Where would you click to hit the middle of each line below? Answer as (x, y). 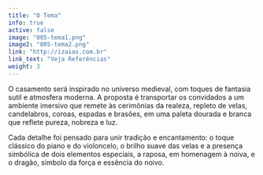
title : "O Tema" (35, 15)
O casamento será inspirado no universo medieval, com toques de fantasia (130, 89)
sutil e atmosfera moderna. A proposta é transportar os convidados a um (126, 97)
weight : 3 (24, 67)
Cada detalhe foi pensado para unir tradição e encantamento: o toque (121, 137)
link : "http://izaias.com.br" (58, 52)
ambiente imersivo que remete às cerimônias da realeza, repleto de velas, (128, 105)
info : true (26, 23)
